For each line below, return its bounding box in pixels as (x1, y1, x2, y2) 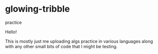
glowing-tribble (5, 3, 70, 15)
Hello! (5, 29, 17, 35)
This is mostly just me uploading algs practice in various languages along (5, 38, 153, 44)
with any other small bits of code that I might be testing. (5, 43, 118, 49)
